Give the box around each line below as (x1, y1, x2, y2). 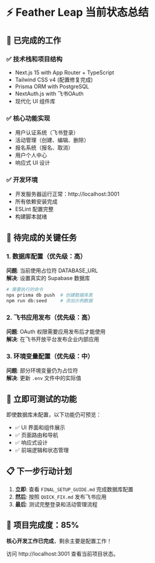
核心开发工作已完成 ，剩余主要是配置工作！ (6, 537, 112, 544)
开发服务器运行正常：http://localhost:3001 (14, 191, 119, 198)
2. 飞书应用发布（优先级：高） (6, 313, 94, 322)
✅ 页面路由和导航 (14, 431, 59, 439)
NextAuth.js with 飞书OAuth (14, 90, 84, 97)
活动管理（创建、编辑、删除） (14, 136, 89, 144)
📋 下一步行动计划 (6, 466, 72, 476)
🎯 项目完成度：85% (6, 520, 80, 530)
